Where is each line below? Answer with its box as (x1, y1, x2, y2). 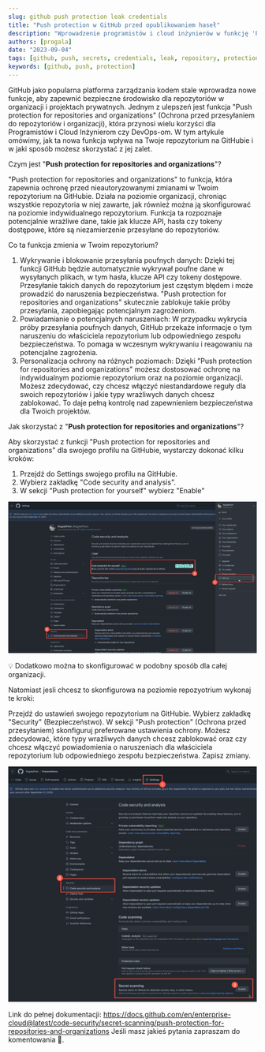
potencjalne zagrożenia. (19, 347, 99, 357)
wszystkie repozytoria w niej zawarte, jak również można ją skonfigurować (8, 200, 251, 209)
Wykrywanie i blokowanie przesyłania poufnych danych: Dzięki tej (19, 255, 235, 264)
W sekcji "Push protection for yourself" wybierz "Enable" (19, 485, 205, 495)
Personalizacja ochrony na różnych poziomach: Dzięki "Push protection (19, 356, 252, 365)
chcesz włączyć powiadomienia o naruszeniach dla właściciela (8, 742, 213, 751)
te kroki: (8, 693, 35, 702)
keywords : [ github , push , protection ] (8, 63, 136, 71)
